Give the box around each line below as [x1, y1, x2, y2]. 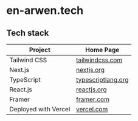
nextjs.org [75, 66, 105, 74]
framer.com [75, 95, 109, 103]
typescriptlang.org [75, 76, 129, 83]
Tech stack [6, 28, 49, 38]
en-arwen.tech [6, 4, 84, 18]
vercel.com [75, 105, 108, 113]
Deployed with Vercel [9, 105, 71, 113]
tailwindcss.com [75, 56, 123, 64]
